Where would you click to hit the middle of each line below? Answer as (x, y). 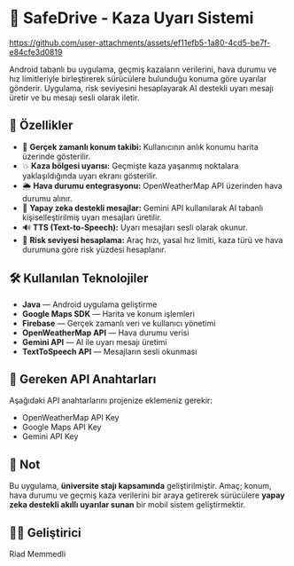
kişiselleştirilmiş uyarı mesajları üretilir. (92, 217)
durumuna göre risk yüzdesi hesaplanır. (94, 249)
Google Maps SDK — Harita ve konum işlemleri (108, 313)
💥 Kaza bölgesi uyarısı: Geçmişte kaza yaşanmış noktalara (130, 165)
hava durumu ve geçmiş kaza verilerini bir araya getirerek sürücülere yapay (147, 495)
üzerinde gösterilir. (56, 156)
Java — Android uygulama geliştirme (89, 304)
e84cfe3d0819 (36, 51)
